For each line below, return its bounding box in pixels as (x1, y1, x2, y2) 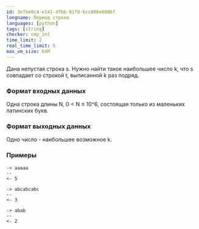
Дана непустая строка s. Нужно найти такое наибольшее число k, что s (6, 65, 194, 72)
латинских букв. (6, 107, 49, 114)
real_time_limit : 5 (6, 43, 56, 49)
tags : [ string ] (6, 26, 45, 32)
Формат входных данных (6, 86, 86, 95)
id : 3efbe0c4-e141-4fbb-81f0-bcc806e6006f (6, 9, 116, 15)
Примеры (6, 151, 37, 160)
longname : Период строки (6, 15, 69, 21)
